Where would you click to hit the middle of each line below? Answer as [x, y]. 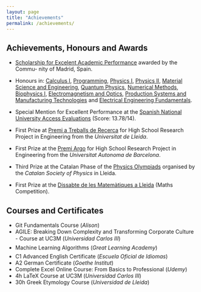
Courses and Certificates [55, 210]
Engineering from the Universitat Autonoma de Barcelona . [88, 155]
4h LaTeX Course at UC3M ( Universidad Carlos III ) [78, 276]
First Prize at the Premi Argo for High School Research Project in [95, 148]
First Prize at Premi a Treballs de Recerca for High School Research [99, 130]
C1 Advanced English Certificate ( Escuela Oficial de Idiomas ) [91, 256]
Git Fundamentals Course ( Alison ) [57, 225]
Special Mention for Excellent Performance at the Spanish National [98, 112]
